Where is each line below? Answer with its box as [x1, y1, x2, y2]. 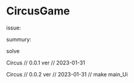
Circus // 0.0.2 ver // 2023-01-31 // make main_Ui [6, 70, 128, 78]
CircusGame [6, 4, 71, 18]
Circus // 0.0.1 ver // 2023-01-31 [6, 59, 86, 66]
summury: [6, 35, 31, 43]
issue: [6, 24, 21, 31]
